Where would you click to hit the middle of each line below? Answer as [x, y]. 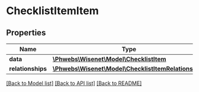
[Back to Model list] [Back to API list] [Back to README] [74, 83]
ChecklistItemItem [52, 11]
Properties [26, 33]
